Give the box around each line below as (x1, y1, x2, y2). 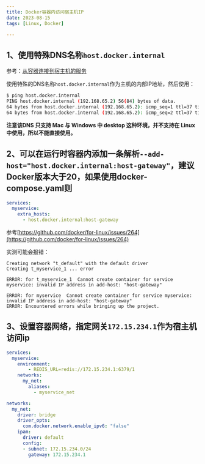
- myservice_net (33, 389, 75, 395)
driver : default (22, 435, 64, 441)
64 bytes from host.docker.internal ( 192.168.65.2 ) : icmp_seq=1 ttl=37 (6, 103, 192, 110)
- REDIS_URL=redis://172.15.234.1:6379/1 (28, 367, 135, 373)
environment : (17, 361, 51, 367)
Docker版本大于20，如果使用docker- (6, 172, 148, 182)
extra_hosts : (17, 211, 51, 217)
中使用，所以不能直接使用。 (6, 129, 76, 137)
